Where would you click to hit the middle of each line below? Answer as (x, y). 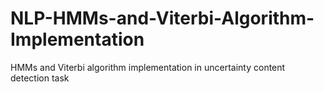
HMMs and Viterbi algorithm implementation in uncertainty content (148, 67)
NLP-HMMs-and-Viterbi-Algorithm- (162, 18)
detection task (40, 78)
